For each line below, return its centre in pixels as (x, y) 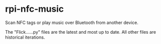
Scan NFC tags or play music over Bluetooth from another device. (72, 22)
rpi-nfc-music (34, 9)
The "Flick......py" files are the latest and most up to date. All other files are (80, 32)
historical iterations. (25, 37)
